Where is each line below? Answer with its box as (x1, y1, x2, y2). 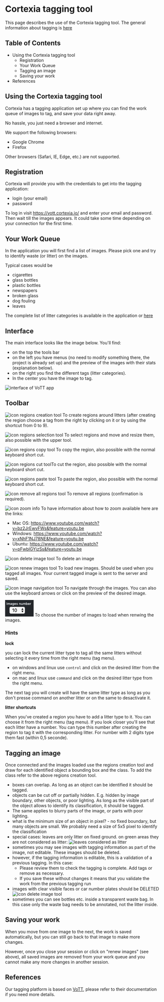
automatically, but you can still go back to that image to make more (5, 934, 141, 940)
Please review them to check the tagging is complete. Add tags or (19, 865, 153, 871)
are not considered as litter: (12, 839, 68, 845)
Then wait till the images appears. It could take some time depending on (5, 215, 151, 221)
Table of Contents (5, 39, 61, 48)
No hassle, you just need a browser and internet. (5, 120, 103, 126)
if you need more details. (5, 991, 55, 997)
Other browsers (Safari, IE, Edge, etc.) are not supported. (5, 153, 120, 160)
